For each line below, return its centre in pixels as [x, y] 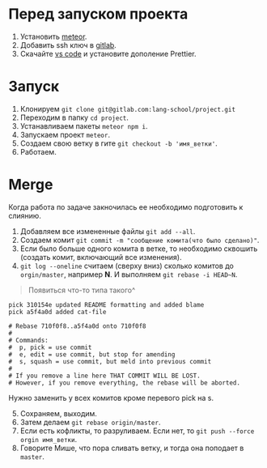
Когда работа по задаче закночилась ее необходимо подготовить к [126, 206]
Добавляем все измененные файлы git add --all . [108, 231]
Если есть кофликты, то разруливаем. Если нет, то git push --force [137, 431]
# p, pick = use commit [50, 347]
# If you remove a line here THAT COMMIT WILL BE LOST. [104, 376]
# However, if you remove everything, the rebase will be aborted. [125, 383]
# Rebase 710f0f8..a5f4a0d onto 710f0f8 [78, 326]
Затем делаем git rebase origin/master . [90, 422]
